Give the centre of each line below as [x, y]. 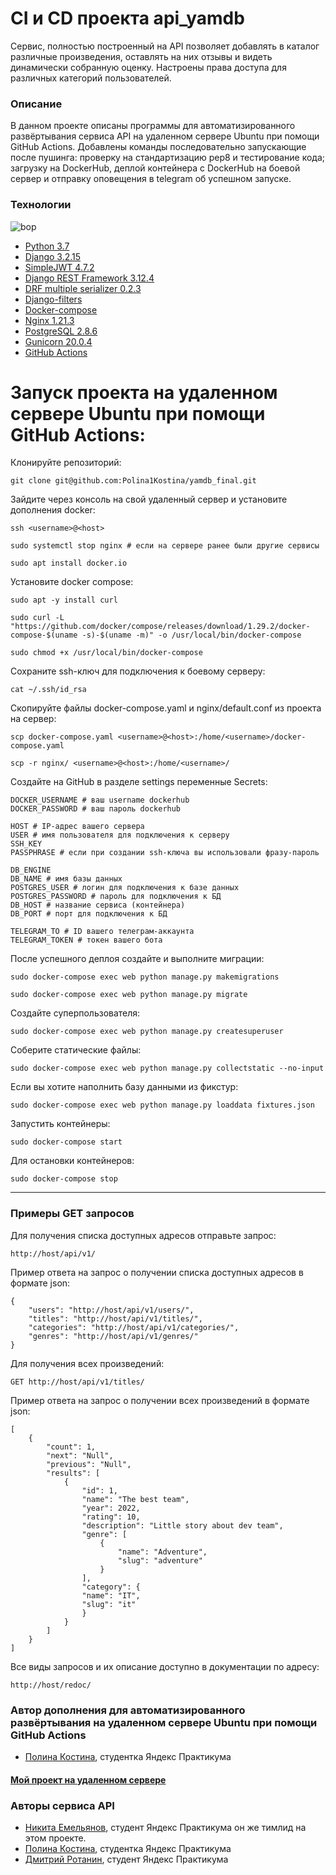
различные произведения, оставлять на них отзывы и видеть [141, 56]
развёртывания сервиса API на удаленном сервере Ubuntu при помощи [165, 136]
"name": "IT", [111, 1595]
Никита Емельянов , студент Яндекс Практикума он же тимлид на [165, 1827]
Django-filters [53, 299]
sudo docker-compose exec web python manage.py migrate [129, 995]
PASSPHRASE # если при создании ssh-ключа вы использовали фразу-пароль [165, 853]
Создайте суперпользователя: [75, 1013]
